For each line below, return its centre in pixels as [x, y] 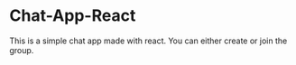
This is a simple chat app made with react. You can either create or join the [148, 41]
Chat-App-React [73, 16]
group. [22, 50]
